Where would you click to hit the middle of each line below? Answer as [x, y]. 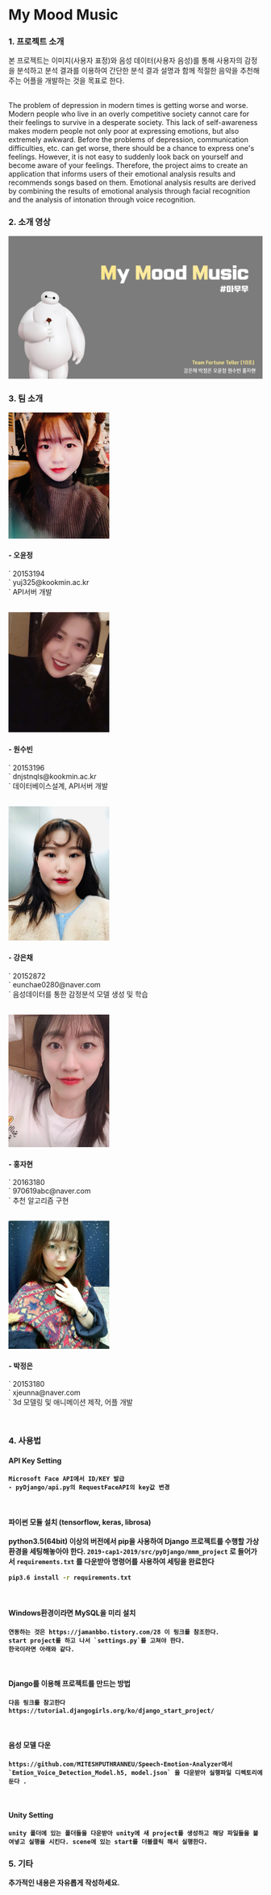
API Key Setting [35, 1460]
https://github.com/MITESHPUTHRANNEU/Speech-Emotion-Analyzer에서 [121, 1764]
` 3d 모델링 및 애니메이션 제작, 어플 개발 [71, 1402]
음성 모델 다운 [29, 1745]
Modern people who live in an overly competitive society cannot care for [129, 114]
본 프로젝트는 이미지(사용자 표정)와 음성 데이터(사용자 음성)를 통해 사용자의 [126, 61]
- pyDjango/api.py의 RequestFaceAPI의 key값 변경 [89, 1488]
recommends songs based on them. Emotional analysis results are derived [132, 182]
